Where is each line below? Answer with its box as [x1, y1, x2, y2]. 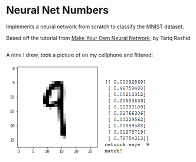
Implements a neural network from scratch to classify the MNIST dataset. [6, 23, 184, 30]
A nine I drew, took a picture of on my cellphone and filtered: [6, 51, 153, 59]
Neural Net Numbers [6, 4, 109, 17]
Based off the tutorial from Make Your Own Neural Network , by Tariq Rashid [6, 34, 191, 41]
